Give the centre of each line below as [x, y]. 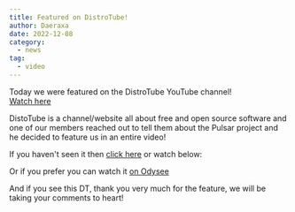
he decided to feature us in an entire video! [88, 137]
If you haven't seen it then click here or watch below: [106, 154]
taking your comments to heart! [66, 197]
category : [27, 42]
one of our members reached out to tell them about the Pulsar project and [144, 127]
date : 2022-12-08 [41, 34]
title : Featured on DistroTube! [69, 17]
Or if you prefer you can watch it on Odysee [89, 171]
